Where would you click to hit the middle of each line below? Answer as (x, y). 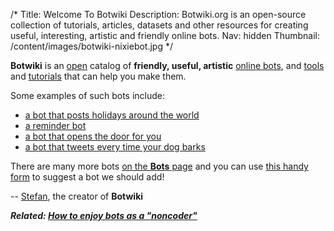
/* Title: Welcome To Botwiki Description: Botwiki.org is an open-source (158, 14)
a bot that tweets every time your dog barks (115, 147)
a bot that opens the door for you (93, 136)
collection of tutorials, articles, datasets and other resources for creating (159, 25)
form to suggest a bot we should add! (87, 177)
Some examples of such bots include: (88, 95)
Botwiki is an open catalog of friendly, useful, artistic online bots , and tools (167, 65)
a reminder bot (55, 125)
